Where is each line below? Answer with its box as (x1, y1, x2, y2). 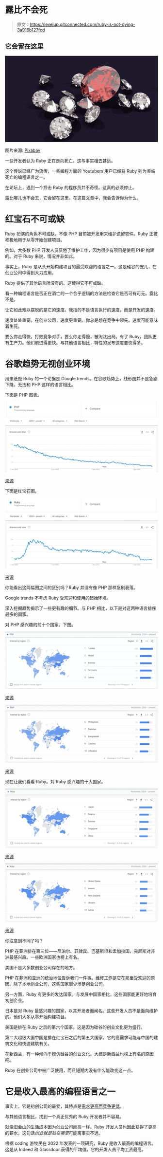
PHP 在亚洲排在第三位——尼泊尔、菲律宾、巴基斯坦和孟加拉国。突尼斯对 (5, 948, 151, 954)
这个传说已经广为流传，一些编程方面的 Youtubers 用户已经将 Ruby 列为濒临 (5, 168, 155, 174)
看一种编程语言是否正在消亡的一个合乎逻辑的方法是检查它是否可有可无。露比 (5, 291, 158, 296)
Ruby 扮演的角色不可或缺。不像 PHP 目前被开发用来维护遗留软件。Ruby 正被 (5, 231, 158, 237)
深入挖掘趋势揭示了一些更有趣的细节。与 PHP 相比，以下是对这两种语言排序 (5, 606, 157, 611)
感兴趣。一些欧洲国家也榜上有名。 (13, 955, 81, 960)
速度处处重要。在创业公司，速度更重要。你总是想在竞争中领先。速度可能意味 (5, 317, 158, 323)
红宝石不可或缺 (5, 214, 65, 225)
